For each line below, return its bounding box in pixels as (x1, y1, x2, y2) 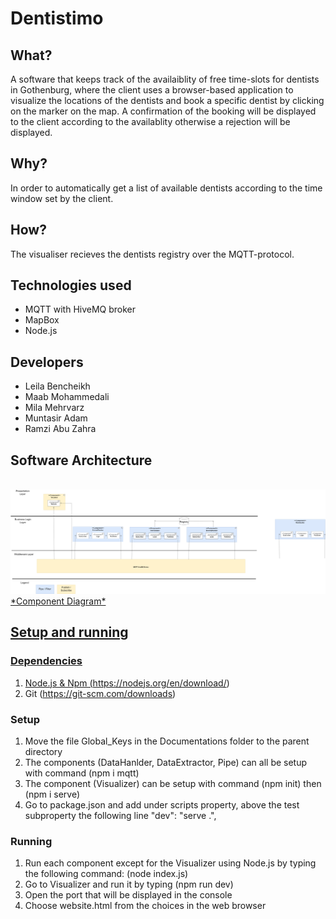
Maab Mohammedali (24, 391, 110, 403)
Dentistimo (10, 7, 104, 30)
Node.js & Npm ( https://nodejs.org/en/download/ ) (24, 677, 230, 689)
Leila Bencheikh (24, 380, 91, 392)
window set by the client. (10, 192, 114, 204)
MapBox (24, 314, 60, 326)
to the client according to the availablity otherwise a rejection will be (10, 116, 291, 127)
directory (24, 745, 63, 757)
